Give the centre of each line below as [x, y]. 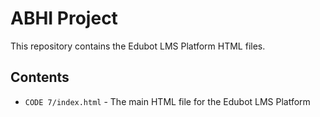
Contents [40, 77]
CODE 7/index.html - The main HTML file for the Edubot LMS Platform [167, 101]
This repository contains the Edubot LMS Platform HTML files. [138, 46]
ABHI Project [64, 18]
